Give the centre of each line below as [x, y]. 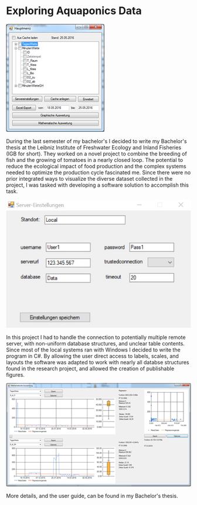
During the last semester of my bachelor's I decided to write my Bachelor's [96, 141]
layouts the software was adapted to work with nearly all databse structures [98, 362]
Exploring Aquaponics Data [74, 11]
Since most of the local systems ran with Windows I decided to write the [93, 350]
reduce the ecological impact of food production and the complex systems [96, 166]
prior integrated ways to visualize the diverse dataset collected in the [89, 178]
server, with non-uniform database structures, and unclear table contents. [95, 343]
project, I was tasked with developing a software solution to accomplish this [98, 185]
